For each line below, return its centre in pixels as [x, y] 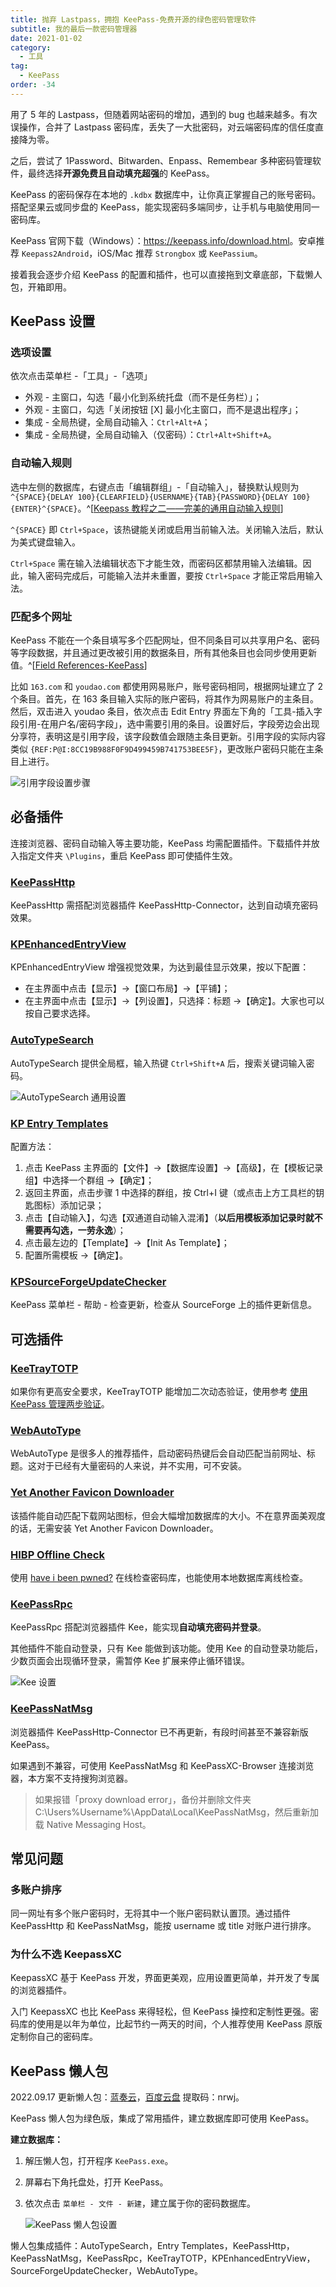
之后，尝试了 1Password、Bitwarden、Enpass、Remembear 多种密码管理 [161, 160]
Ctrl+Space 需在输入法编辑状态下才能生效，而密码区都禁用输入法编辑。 [156, 563]
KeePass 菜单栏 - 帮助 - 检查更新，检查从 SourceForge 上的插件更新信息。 [163, 1305]
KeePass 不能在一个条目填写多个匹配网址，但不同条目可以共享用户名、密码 [165, 640]
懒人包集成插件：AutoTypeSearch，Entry [95, 2246]
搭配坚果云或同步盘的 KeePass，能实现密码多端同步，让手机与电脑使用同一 [165, 207]
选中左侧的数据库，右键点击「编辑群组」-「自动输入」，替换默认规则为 [155, 487]
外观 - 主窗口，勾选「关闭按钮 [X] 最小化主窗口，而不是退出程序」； [163, 410]
